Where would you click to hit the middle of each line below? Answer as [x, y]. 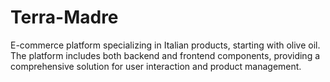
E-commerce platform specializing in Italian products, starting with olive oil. [165, 45]
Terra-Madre [64, 17]
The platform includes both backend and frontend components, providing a [165, 55]
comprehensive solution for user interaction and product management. [156, 66]
